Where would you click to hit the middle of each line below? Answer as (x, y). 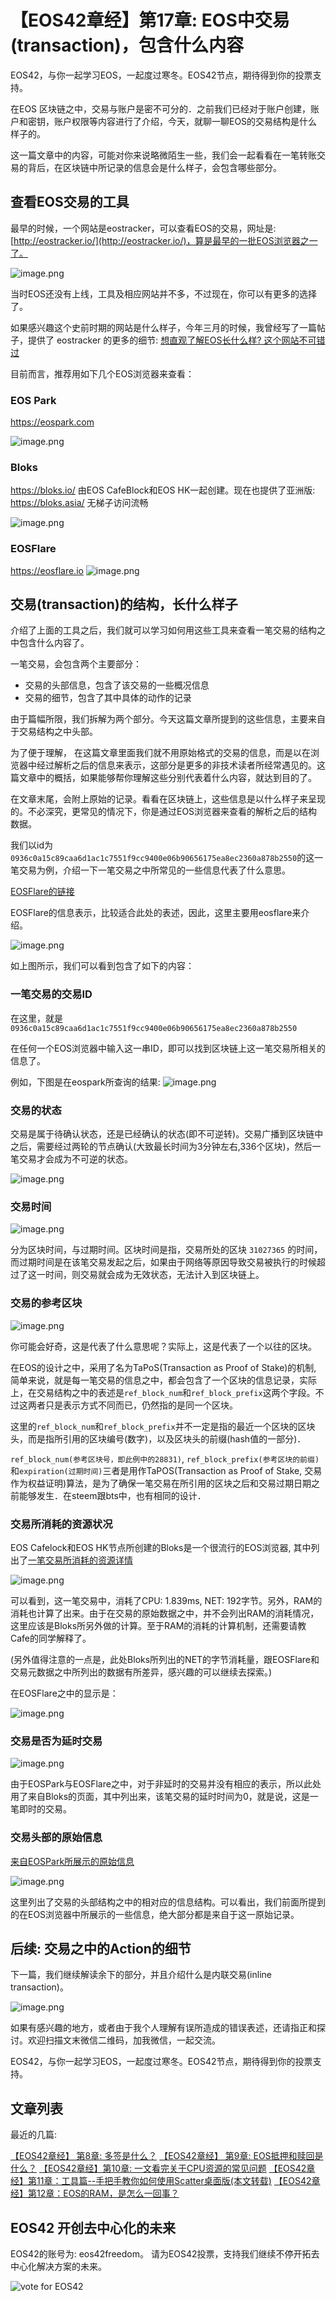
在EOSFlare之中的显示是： (64, 1693)
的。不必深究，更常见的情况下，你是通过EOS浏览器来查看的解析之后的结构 (164, 812)
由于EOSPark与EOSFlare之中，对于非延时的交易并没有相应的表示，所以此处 (166, 1784)
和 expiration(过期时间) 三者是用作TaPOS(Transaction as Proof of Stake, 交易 (166, 1470)
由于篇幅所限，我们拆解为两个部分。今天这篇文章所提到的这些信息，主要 (159, 719)
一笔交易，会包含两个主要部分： (76, 664)
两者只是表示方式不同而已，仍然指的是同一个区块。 (132, 1405)
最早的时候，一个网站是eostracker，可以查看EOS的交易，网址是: (143, 228)
